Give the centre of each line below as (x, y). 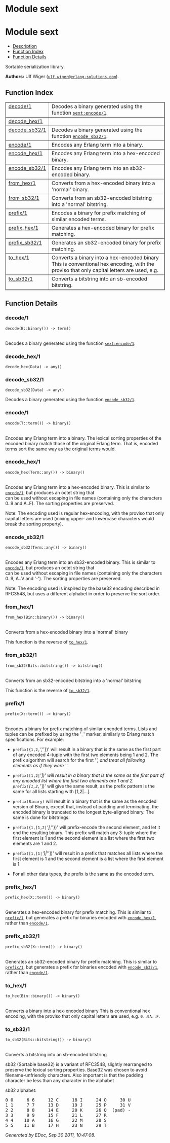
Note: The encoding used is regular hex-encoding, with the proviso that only (85, 513)
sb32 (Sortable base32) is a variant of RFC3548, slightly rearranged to (79, 1064)
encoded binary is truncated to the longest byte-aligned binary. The (83, 812)
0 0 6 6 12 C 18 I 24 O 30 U (68, 1100)
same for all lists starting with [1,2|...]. (52, 791)
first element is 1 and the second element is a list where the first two (83, 838)
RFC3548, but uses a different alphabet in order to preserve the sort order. (83, 594)
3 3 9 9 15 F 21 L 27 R (56, 1115)
